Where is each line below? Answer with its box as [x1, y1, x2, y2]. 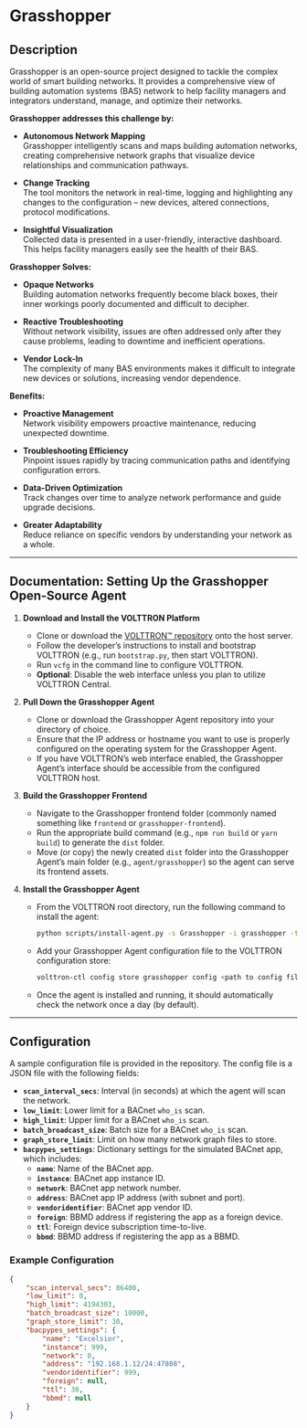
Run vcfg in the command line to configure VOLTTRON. [36, 659, 244, 670]
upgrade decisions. [22, 502, 96, 513]
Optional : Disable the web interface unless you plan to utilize [36, 669, 267, 680]
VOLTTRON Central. [36, 678, 112, 690]
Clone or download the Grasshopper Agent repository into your [36, 714, 275, 725]
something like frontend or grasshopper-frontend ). [36, 817, 227, 828]
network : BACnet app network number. [36, 1182, 182, 1193]
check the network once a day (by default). [36, 999, 199, 1010]
